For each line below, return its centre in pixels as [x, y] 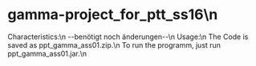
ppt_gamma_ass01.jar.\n [47, 53]
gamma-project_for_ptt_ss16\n [113, 15]
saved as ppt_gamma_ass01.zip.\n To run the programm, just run [114, 45]
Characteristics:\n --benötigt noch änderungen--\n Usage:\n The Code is [128, 37]
